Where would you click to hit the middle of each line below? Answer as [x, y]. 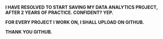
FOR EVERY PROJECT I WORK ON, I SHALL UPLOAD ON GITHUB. [75, 22]
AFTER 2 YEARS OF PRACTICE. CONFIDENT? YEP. [60, 12]
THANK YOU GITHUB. [29, 32]
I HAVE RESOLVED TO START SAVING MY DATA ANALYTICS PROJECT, [81, 7]
